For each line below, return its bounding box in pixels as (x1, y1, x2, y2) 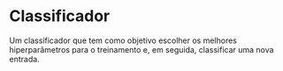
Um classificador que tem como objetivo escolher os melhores (9, 35, 237, 46)
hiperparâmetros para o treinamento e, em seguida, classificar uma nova (9, 44, 274, 54)
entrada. (9, 53, 40, 64)
